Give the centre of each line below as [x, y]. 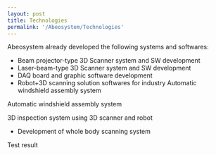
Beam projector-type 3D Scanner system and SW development [109, 61]
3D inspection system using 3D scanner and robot [80, 118]
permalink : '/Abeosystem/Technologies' [66, 27]
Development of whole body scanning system [84, 132]
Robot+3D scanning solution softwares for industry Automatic [107, 83]
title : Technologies [38, 20]
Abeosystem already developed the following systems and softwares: [108, 47]
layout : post [26, 14]
